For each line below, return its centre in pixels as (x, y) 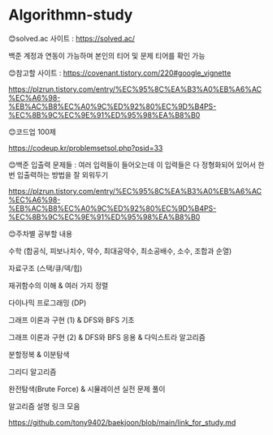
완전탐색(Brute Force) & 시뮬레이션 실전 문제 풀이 (87, 389)
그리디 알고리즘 (32, 372)
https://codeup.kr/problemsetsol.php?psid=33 (86, 148)
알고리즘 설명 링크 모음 (44, 406)
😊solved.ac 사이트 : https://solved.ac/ (72, 38)
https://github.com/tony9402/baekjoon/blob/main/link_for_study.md (122, 422)
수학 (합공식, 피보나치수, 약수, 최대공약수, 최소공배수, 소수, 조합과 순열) (120, 251)
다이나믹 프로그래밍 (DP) (48, 303)
